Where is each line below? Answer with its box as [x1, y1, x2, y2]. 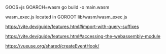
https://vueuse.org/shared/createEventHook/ [5, 43, 99, 49]
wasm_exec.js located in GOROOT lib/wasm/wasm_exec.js [5, 14, 127, 19]
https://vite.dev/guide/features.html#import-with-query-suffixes [5, 23, 139, 29]
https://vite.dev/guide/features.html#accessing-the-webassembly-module [5, 33, 161, 39]
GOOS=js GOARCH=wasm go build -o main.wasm [5, 4, 110, 10]
